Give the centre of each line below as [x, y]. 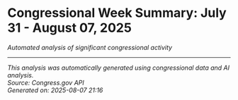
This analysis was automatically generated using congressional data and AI [119, 68]
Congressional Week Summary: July [117, 13]
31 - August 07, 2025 [70, 28]
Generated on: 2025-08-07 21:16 [55, 90]
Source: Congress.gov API [46, 82]
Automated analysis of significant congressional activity [90, 47]
